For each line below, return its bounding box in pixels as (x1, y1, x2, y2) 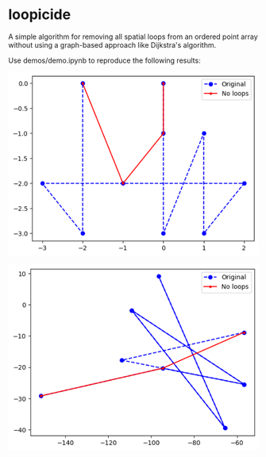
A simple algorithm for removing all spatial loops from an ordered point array (8, 32, 258, 41)
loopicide (8, 6, 71, 24)
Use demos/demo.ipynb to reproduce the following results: (8, 56, 201, 65)
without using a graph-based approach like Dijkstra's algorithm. (8, 40, 217, 49)
